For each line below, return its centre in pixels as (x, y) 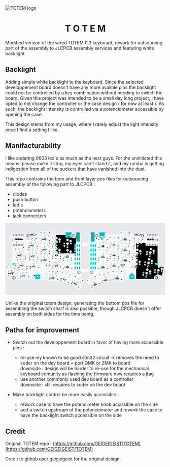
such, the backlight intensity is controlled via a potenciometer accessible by (84, 109)
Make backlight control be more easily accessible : (66, 395)
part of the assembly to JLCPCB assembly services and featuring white (80, 48)
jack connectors (29, 216)
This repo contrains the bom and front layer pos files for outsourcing (77, 178)
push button (25, 199)
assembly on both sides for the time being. (50, 314)
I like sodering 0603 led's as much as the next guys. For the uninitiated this (84, 158)
